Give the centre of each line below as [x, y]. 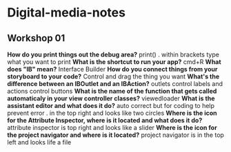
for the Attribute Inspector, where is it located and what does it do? [105, 120]
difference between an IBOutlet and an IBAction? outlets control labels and [115, 84]
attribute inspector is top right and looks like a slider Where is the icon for [112, 128]
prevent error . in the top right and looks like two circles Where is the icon [112, 113]
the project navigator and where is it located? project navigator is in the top [115, 135]
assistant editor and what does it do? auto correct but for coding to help [111, 106]
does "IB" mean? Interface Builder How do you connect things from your [112, 69]
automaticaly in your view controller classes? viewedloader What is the [111, 98]
